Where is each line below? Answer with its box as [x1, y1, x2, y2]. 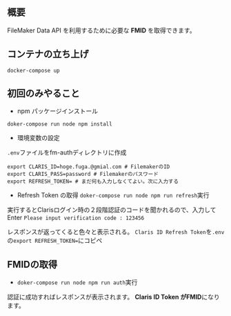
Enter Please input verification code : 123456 [7, 213, 145, 222]
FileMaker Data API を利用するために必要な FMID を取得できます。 [7, 26, 196, 34]
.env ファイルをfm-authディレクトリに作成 [7, 148, 127, 157]
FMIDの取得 [7, 258, 57, 270]
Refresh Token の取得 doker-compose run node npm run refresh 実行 [17, 191, 210, 199]
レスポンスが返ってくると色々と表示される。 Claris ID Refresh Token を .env [7, 228, 225, 236]
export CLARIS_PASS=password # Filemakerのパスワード [7, 171, 159, 178]
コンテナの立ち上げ [7, 48, 89, 60]
